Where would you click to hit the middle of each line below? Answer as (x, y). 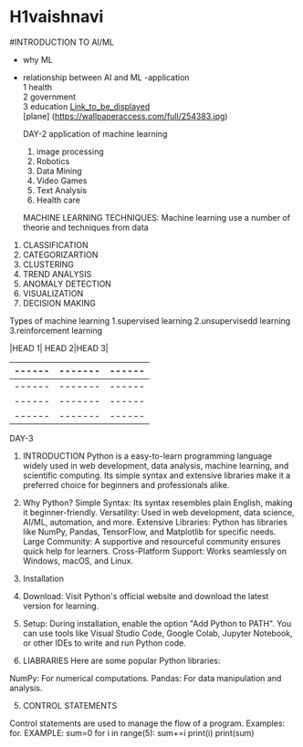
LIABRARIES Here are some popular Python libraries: (121, 660)
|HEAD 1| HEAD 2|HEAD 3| (59, 348)
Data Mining (59, 171)
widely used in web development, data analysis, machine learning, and (156, 465)
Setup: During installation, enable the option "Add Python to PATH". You (157, 623)
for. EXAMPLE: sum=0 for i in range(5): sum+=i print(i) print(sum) (132, 732)
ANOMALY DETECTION (67, 284)
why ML (37, 59)
